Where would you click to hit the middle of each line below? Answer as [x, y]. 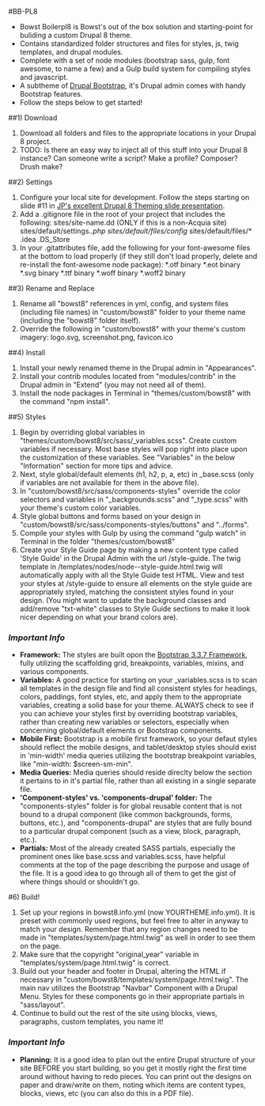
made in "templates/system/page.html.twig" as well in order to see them [137, 937]
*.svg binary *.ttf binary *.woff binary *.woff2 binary [102, 273]
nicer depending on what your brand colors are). [98, 617]
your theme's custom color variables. [80, 508]
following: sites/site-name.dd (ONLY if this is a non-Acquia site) [123, 222]
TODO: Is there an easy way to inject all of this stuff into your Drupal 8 [133, 150]
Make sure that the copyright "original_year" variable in [109, 954]
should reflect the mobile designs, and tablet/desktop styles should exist [138, 748]
